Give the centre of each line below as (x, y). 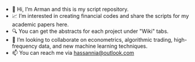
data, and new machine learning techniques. (93, 46)
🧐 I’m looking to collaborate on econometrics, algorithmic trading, (92, 40)
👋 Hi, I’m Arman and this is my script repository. (70, 9)
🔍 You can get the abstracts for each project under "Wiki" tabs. (90, 31)
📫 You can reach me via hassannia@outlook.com (73, 53)
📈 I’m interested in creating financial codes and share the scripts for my (100, 16)
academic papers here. (40, 24)
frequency (24, 46)
